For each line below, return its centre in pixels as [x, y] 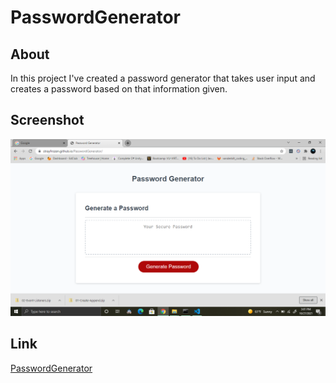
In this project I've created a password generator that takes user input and [163, 78]
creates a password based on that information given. [119, 89]
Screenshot [47, 120]
